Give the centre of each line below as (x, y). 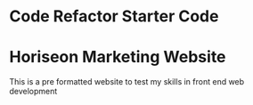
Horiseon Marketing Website (118, 57)
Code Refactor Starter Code (114, 16)
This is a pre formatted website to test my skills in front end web (127, 82)
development (33, 92)
